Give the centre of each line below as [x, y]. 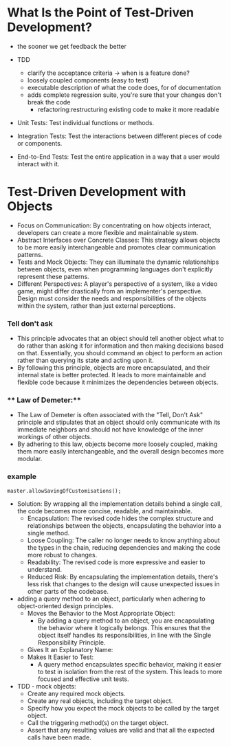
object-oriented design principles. [65, 605]
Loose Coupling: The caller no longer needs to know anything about [123, 540]
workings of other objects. [54, 437]
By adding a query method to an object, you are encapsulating [126, 621]
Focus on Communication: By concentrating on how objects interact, [114, 225]
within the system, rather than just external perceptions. [96, 305]
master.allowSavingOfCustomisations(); [64, 491]
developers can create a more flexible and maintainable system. [108, 232]
